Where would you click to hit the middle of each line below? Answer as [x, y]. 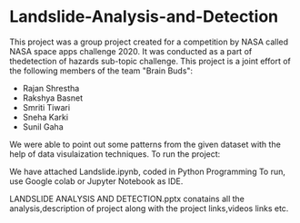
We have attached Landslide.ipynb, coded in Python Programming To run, [148, 171]
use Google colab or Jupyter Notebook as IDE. [96, 181]
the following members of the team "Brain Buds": [101, 71]
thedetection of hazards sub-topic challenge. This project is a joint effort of [150, 61]
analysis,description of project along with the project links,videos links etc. [149, 208]
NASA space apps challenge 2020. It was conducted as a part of [131, 51]
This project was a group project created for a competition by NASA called [149, 42]
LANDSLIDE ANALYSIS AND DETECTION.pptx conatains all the [127, 199]
